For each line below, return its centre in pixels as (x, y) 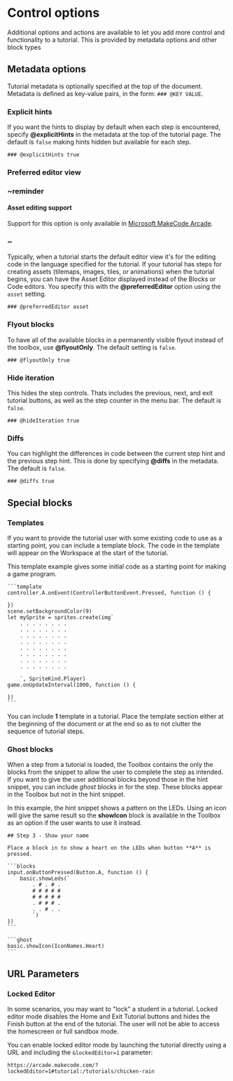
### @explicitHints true (43, 155)
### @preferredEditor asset (48, 307)
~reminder (26, 191)
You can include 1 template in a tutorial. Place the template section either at (115, 716)
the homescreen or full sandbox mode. (63, 1031)
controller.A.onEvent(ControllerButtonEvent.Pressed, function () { (109, 593)
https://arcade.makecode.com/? (53, 1065)
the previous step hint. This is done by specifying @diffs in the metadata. (113, 461)
